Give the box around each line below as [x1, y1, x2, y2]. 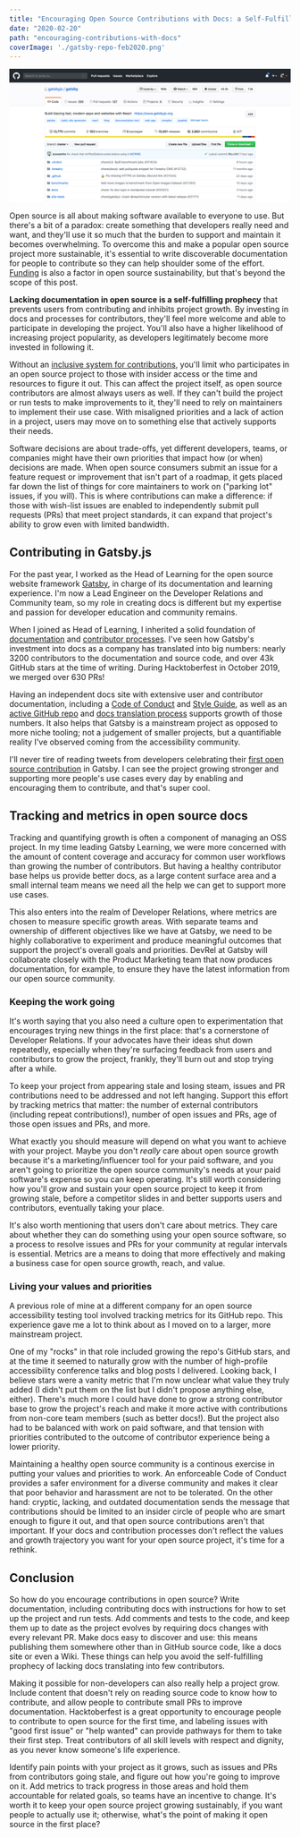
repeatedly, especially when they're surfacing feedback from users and [9, 1043, 272, 1055]
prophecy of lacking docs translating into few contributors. [9, 1661, 225, 1672]
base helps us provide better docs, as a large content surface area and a [9, 870, 277, 881]
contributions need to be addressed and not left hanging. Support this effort [9, 1090, 288, 1101]
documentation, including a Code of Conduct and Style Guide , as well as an [9, 698, 287, 709]
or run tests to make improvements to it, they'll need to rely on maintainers [9, 396, 283, 407]
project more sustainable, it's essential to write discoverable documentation [9, 248, 288, 259]
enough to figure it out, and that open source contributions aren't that [9, 1516, 265, 1527]
